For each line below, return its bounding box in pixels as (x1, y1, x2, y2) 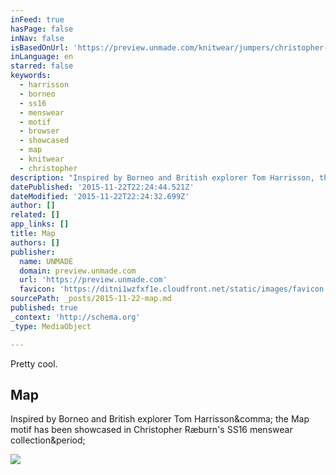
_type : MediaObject (10, 321, 92, 331)
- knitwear (19, 154, 65, 164)
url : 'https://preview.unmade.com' (19, 275, 168, 285)
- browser (19, 126, 60, 136)
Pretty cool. (10, 357, 58, 370)
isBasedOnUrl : (10, 42, 70, 53)
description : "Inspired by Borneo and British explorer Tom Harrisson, (10, 172, 315, 183)
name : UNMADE (19, 256, 74, 266)
